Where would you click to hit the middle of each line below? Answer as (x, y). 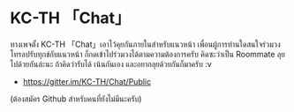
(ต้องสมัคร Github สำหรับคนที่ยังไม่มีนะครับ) (76, 99)
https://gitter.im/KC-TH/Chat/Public (87, 81)
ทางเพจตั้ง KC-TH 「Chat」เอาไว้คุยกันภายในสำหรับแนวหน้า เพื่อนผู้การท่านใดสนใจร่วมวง (145, 44)
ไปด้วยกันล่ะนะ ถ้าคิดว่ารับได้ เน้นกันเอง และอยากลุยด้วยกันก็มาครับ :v (111, 63)
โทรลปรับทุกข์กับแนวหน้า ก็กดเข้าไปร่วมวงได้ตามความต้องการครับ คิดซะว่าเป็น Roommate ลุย (147, 54)
